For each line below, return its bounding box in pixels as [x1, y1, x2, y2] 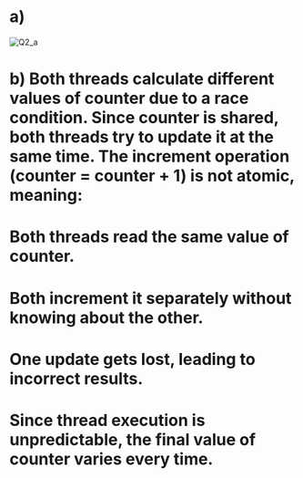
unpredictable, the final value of [9, 429, 257, 450]
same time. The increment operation [9, 146, 290, 167]
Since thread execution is [9, 410, 206, 431]
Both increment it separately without [9, 287, 292, 308]
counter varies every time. [9, 449, 214, 469]
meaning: [9, 185, 84, 206]
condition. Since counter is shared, [9, 108, 279, 129]
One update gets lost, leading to [9, 348, 257, 369]
